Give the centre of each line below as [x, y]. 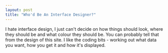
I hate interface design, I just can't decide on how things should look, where [84, 29]
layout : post [19, 10]
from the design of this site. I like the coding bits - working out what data [81, 40]
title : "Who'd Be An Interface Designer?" [51, 15]
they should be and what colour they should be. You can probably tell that [82, 34]
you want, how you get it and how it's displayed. [55, 45]
